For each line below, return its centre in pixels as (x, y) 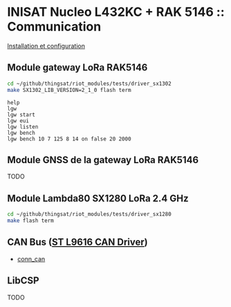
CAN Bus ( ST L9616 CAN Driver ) (77, 242)
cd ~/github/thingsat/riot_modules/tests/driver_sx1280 (89, 214)
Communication (54, 27)
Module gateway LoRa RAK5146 (77, 67)
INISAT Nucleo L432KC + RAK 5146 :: (116, 12)
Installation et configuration (46, 46)
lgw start (21, 115)
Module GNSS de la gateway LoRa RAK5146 (103, 160)
